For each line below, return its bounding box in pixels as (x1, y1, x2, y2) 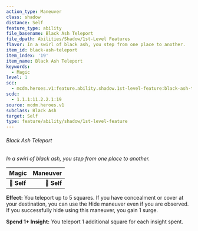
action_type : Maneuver (6, 8, 62, 15)
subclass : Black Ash (6, 108, 57, 113)
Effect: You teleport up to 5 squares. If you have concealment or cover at (6, 194, 184, 201)
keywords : (6, 63, 31, 70)
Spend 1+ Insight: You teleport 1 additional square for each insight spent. (6, 218, 184, 225)
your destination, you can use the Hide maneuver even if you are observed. (6, 200, 189, 207)
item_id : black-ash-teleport (6, 47, 78, 53)
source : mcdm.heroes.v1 (6, 102, 65, 108)
